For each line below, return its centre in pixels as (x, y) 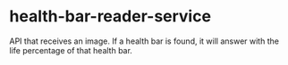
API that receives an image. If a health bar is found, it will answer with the (144, 41)
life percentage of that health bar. (71, 50)
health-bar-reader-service (110, 16)
